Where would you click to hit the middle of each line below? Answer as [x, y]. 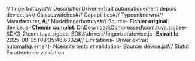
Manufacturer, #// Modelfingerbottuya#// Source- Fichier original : [88, 21]
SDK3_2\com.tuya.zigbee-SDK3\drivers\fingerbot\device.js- [80, 34]
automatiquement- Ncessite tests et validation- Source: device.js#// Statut [98, 46]
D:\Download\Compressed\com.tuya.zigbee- [132, 27]
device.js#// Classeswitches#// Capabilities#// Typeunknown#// [85, 15]
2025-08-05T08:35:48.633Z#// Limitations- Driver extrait [77, 40]
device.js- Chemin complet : [41, 27]
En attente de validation [35, 52]
